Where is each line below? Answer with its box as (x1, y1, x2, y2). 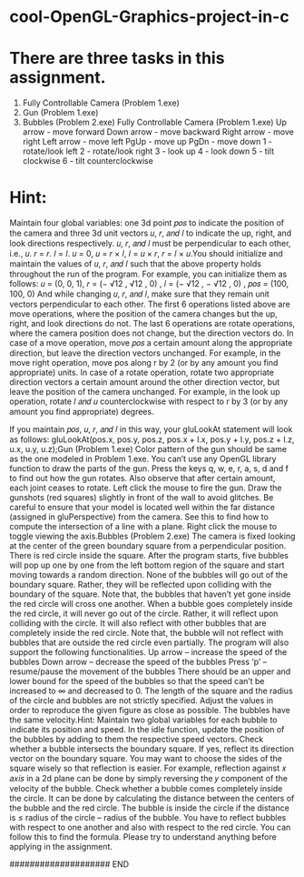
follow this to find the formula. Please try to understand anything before (9, 832, 277, 842)
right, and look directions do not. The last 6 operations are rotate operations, (9, 318, 296, 329)
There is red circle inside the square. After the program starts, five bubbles (9, 550, 289, 561)
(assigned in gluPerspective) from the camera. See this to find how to (9, 511, 270, 522)
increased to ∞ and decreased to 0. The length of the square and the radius (9, 685, 293, 697)
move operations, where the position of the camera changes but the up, (9, 308, 279, 319)
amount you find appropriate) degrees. (9, 407, 154, 418)
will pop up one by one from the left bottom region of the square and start (9, 559, 285, 570)
